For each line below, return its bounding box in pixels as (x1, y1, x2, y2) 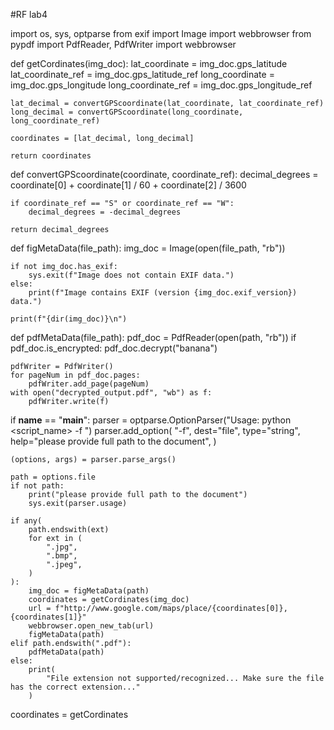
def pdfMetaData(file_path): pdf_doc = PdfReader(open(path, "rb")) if (10, 332, 297, 343)
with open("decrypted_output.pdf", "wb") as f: (10, 388, 213, 398)
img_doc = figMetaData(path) (28, 586, 150, 596)
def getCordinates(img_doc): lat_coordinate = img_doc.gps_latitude (10, 58, 288, 69)
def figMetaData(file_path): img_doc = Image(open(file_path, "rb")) (10, 242, 286, 254)
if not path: (10, 481, 65, 491)
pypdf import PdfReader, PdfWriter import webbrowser (10, 39, 237, 50)
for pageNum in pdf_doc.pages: (10, 370, 141, 380)
